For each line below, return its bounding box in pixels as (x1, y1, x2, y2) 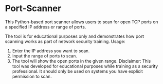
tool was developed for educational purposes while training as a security (12, 63, 158, 69)
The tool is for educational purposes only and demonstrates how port (5, 33, 145, 39)
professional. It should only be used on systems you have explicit (12, 68, 143, 74)
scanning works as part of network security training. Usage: (5, 38, 126, 44)
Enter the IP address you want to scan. (12, 48, 90, 54)
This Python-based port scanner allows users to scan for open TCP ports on (5, 19, 158, 25)
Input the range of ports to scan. (12, 53, 77, 58)
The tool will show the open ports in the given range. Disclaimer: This (12, 58, 151, 64)
